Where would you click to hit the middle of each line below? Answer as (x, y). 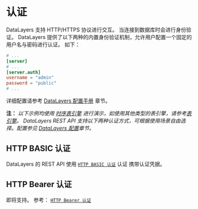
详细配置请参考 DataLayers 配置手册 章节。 (59, 101)
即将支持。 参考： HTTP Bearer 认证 (49, 200)
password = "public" (32, 83)
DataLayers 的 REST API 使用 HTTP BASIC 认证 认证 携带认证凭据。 (86, 164)
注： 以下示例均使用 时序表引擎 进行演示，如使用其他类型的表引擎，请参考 (96, 114)
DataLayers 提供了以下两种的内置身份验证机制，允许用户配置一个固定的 (105, 37)
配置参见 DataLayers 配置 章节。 (55, 128)
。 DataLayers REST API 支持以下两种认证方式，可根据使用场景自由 (99, 121)
